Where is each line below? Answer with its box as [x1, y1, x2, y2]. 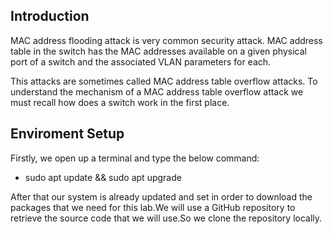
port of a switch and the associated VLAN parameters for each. [10, 55, 272, 68]
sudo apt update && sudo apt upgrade [24, 171, 182, 183]
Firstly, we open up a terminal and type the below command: [10, 152, 260, 164]
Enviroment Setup [10, 125, 125, 143]
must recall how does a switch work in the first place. [10, 96, 230, 108]
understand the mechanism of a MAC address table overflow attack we [10, 85, 304, 98]
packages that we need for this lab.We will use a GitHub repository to [10, 201, 296, 213]
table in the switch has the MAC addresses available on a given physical [10, 45, 307, 57]
